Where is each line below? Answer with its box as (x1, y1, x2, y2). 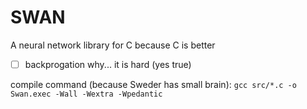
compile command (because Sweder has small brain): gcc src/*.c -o (10, 79, 297, 90)
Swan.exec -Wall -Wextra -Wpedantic (10, 89, 163, 99)
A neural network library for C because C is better (10, 39, 216, 51)
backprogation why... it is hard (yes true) (24, 58, 192, 70)
